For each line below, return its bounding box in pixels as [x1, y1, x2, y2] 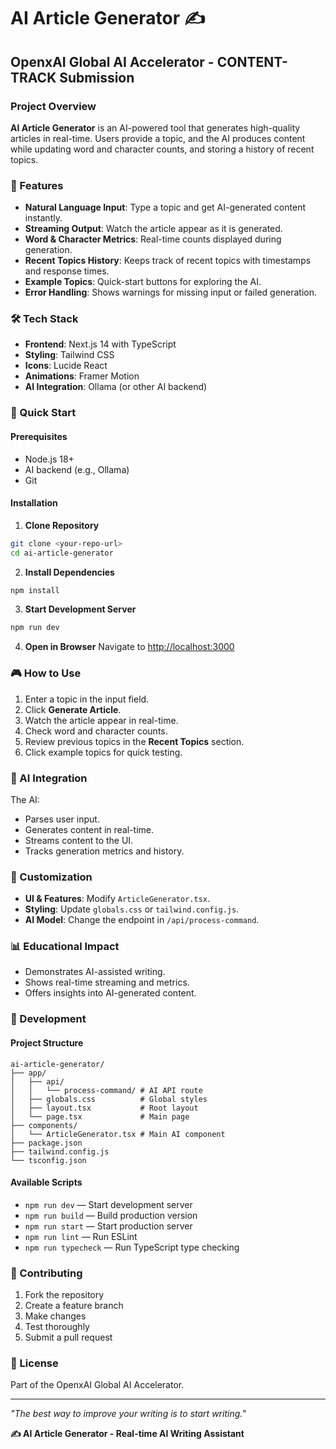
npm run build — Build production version [24, 1209, 198, 1221]
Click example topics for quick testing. [24, 746, 183, 758]
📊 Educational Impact [10, 940, 120, 954]
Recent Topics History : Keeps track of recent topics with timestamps [24, 255, 312, 267]
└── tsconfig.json [10, 1155, 87, 1165]
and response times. [24, 265, 110, 277]
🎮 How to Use [10, 666, 82, 680]
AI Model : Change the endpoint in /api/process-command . [24, 914, 260, 926]
